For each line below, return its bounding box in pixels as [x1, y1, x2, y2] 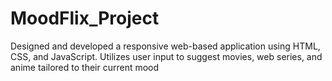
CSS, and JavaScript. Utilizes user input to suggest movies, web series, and [10, 50, 323, 62]
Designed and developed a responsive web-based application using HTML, [10, 40, 321, 52]
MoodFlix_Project [10, 7, 160, 30]
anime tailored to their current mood [10, 61, 160, 73]
